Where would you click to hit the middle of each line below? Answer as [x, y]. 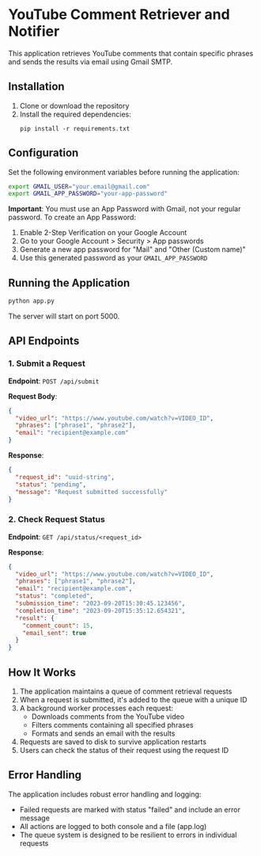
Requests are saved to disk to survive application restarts [113, 742]
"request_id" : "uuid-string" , [65, 477]
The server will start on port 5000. [64, 316]
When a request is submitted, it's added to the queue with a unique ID [133, 700]
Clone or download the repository [74, 105]
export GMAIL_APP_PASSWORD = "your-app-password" [88, 194]
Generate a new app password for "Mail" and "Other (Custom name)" [133, 249]
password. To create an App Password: [72, 217]
